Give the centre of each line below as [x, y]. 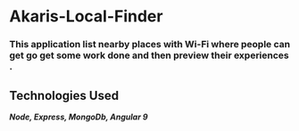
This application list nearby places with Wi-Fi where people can [150, 45]
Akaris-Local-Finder [86, 16]
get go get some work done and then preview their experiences [149, 55]
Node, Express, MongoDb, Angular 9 [79, 117]
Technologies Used [64, 95]
